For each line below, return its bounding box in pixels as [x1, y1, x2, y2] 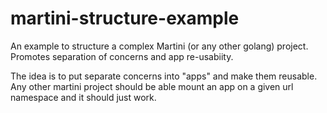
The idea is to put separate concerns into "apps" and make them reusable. [10, 70, 318, 82]
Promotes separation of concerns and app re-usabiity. [10, 50, 234, 62]
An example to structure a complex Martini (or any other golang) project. [10, 40, 309, 52]
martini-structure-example [10, 7, 240, 30]
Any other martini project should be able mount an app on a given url [10, 80, 294, 92]
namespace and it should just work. [10, 91, 157, 103]
